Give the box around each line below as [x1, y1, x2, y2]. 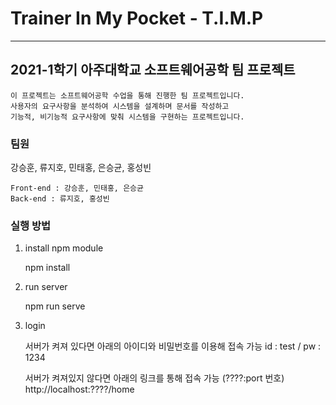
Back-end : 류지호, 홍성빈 [10, 194, 110, 204]
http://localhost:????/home [24, 383, 135, 396]
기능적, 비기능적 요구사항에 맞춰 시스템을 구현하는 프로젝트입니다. [10, 112, 245, 122]
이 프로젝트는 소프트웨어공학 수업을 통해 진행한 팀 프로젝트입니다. [10, 90, 245, 101]
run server [24, 281, 68, 293]
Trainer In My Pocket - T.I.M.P [10, 7, 264, 30]
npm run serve [24, 300, 86, 312]
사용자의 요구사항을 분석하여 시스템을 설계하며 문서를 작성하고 [10, 101, 230, 111]
